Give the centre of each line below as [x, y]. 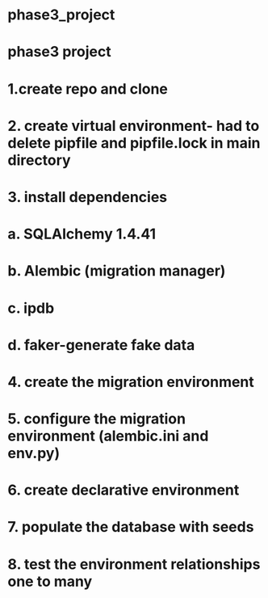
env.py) [34, 453]
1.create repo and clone [88, 88]
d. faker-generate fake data [101, 345]
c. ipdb [31, 308]
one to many [50, 581]
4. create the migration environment [131, 382]
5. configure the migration [97, 419]
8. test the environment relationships [134, 564]
